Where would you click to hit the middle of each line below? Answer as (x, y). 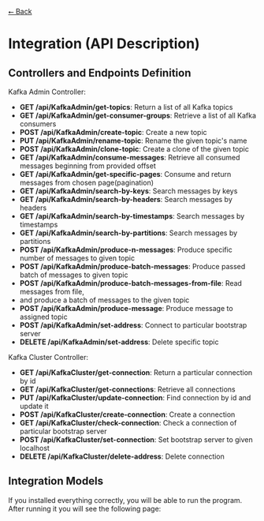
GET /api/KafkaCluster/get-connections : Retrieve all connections (127, 389)
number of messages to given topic (77, 258)
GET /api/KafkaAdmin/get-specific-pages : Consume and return (125, 174)
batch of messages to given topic (74, 275)
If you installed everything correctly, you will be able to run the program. (125, 500)
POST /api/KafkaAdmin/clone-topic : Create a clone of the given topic (134, 149)
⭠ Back (20, 11)
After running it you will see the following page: (85, 508)
